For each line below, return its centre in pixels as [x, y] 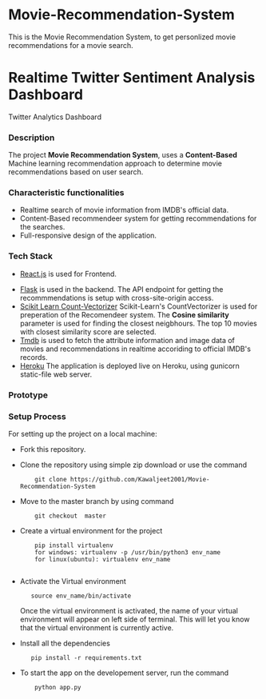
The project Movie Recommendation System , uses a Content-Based [123, 155]
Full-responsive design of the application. [88, 236]
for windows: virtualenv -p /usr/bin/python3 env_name [128, 552]
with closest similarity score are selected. [88, 332]
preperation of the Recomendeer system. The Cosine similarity [125, 314]
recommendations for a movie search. [71, 45]
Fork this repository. [53, 449]
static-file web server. [56, 374]
